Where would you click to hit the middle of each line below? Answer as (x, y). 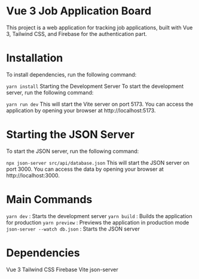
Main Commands (49, 200)
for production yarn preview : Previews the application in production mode (98, 222)
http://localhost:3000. (33, 175)
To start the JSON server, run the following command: (73, 151)
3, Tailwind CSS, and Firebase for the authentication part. (77, 33)
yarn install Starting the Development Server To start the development (95, 86)
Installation (35, 58)
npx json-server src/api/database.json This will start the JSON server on (98, 163)
